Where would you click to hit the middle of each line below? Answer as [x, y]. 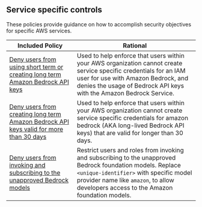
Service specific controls [54, 10]
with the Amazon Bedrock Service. [125, 93]
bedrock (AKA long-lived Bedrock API [130, 125]
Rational [135, 46]
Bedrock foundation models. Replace [129, 165]
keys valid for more [36, 129]
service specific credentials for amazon [132, 118]
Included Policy [40, 46]
